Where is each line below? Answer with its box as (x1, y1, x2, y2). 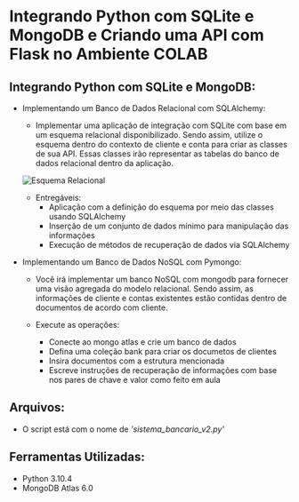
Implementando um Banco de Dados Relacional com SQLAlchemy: (21, 103, 266, 113)
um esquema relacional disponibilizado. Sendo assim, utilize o (35, 130, 263, 139)
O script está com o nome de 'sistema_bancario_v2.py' (21, 424, 225, 434)
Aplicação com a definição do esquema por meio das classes (48, 202, 274, 212)
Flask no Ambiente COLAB (9, 44, 208, 64)
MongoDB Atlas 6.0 (21, 482, 93, 493)
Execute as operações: (35, 320, 120, 330)
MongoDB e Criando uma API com (9, 25, 264, 45)
